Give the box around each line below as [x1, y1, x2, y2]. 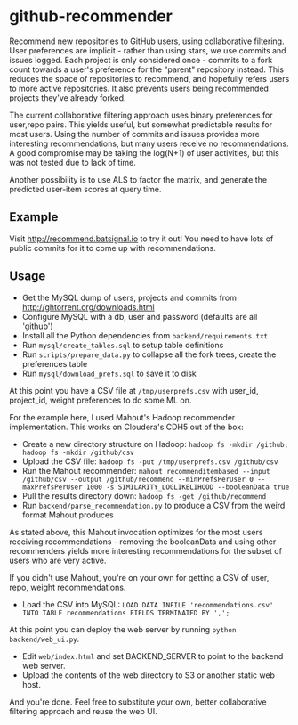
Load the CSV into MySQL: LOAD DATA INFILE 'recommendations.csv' [21, 599, 274, 609]
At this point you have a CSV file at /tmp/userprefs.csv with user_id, [9, 385, 259, 395]
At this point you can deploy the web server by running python [9, 623, 237, 634]
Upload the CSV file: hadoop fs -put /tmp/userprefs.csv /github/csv [21, 456, 278, 467]
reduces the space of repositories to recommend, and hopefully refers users [9, 73, 290, 84]
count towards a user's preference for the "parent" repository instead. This [9, 64, 285, 75]
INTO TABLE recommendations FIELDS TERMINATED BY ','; [21, 608, 230, 617]
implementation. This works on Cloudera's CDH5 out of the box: [9, 421, 244, 432]
